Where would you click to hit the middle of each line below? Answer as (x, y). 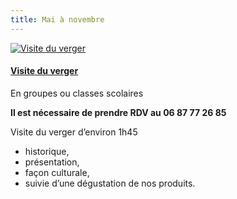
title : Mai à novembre (57, 19)
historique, (47, 151)
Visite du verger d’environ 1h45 (74, 132)
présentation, (52, 162)
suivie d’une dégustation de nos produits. (110, 183)
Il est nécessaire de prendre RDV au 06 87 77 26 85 (118, 112)
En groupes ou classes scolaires (77, 93)
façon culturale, (57, 172)
